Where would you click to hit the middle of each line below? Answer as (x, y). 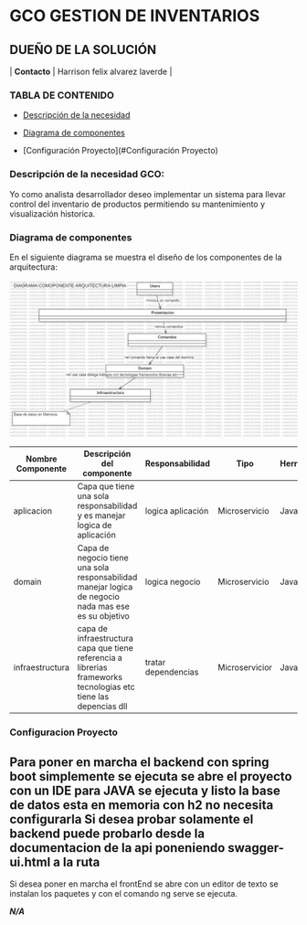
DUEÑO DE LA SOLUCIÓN (83, 50)
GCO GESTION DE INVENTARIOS (135, 16)
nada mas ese (103, 606)
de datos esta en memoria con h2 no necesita (142, 805)
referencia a (100, 657)
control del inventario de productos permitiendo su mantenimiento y (138, 204)
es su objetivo (103, 616)
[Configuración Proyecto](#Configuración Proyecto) (121, 151)
